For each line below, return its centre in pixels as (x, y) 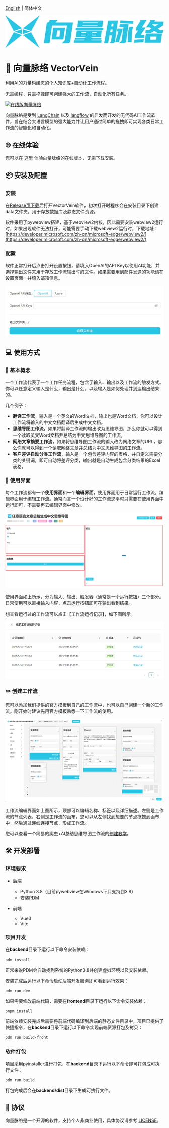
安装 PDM (29, 898)
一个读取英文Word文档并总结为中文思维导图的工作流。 (69, 435)
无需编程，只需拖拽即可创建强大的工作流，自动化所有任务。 (67, 94)
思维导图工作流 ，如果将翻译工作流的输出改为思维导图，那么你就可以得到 (87, 428)
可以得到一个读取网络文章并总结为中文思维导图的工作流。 (85, 448)
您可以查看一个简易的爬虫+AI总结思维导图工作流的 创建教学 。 (68, 833)
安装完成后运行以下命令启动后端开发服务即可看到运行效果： (67, 981)
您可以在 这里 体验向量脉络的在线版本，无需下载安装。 (62, 158)
